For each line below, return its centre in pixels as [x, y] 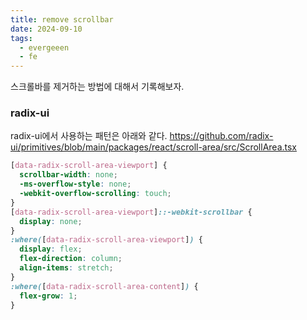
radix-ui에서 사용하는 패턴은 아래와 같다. [89, 136]
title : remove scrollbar [62, 19]
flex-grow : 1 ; [48, 296]
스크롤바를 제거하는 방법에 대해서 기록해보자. [97, 87]
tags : [21, 38]
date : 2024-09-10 [46, 29]
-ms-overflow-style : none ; [75, 184]
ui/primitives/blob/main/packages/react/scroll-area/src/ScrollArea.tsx [154, 147]
